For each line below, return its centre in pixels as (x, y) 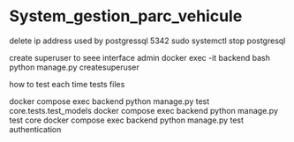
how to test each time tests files (67, 84)
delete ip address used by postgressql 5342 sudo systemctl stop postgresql (147, 41)
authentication (35, 129)
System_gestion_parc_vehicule (126, 16)
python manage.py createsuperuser (74, 67)
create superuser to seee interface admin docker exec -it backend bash (140, 57)
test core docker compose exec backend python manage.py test (127, 120)
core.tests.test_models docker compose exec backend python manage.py (144, 110)
